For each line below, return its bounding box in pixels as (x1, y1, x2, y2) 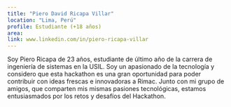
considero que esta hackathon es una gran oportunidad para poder (7, 70, 202, 79)
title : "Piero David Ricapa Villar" (7, 10, 114, 17)
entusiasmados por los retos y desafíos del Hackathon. (7, 92, 166, 101)
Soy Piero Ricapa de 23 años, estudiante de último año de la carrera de (7, 55, 213, 63)
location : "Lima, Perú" (7, 17, 77, 24)
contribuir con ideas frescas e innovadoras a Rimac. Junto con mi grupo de (7, 77, 225, 85)
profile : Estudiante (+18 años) (7, 23, 101, 30)
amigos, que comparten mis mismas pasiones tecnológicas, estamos (7, 85, 206, 93)
